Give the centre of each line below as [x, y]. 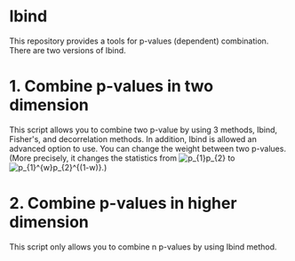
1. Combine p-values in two [112, 87]
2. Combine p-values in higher [123, 204]
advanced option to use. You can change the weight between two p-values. [148, 148]
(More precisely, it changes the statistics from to [122, 158]
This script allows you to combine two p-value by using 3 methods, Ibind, [144, 130]
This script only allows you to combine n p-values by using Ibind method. [143, 247]
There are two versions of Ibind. [68, 50]
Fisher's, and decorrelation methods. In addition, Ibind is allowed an [133, 138]
